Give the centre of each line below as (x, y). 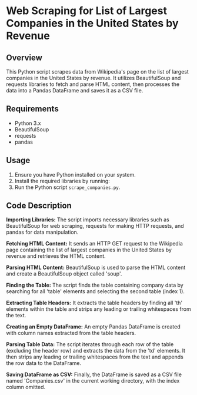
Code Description (39, 206)
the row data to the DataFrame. (44, 363)
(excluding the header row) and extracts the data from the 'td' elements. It (96, 351)
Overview (24, 57)
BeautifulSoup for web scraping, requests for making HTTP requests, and (95, 226)
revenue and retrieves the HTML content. (56, 256)
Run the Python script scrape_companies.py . (67, 187)
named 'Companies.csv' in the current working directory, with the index (93, 381)
